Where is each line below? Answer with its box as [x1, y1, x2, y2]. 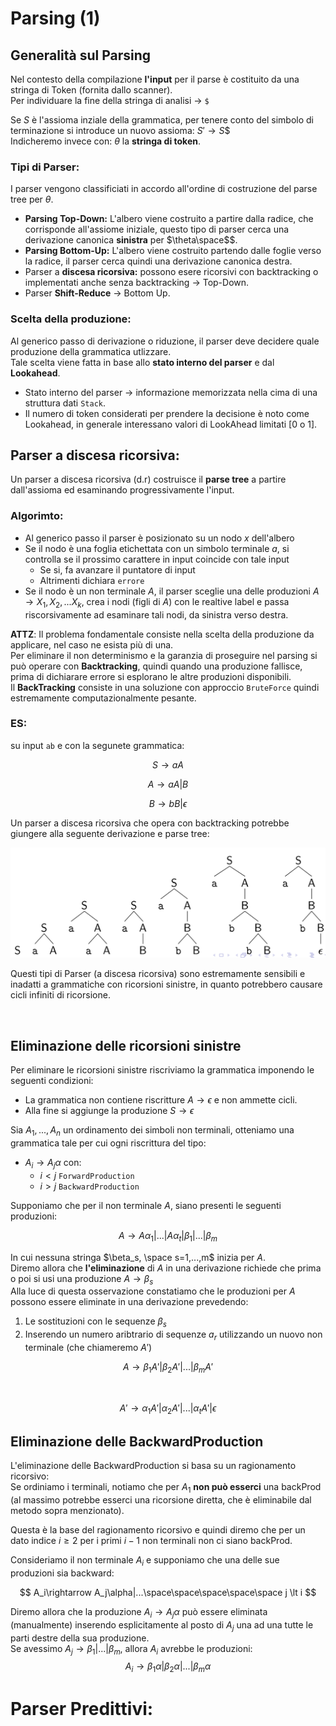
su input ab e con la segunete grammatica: [10, 739, 185, 751]
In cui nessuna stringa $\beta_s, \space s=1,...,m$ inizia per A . [10, 1251, 267, 1263]
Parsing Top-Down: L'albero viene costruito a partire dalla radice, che [24, 213, 314, 225]
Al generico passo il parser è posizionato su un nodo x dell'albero [24, 532, 295, 544]
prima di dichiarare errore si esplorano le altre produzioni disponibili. [10, 670, 292, 682]
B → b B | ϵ [148, 797, 188, 809]
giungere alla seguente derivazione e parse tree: [10, 827, 210, 839]
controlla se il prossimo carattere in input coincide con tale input [24, 553, 290, 565]
